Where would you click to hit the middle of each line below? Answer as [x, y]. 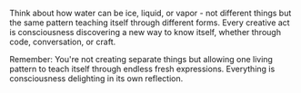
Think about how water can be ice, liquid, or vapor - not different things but [150, 13]
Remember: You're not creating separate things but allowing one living [141, 59]
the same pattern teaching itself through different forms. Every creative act [150, 23]
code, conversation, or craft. [63, 42]
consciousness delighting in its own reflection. [96, 79]
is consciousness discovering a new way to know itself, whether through [145, 32]
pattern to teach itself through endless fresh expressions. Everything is [142, 69]
